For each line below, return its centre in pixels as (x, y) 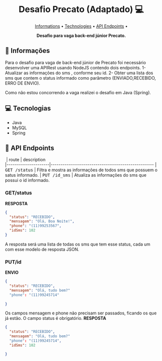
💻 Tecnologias (28, 108)
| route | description (26, 160)
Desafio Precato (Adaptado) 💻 (81, 9)
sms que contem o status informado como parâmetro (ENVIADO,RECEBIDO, (81, 78)
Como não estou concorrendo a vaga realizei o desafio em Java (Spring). (78, 92)
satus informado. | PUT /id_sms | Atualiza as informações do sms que (76, 175)
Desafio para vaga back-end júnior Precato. (81, 35)
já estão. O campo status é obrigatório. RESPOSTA (56, 318)
